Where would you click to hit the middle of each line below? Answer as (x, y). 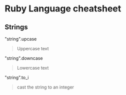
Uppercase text (33, 48)
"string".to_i (17, 77)
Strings (16, 27)
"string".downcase (24, 58)
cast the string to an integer (45, 87)
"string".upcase (21, 39)
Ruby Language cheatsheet (63, 9)
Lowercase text (33, 68)
